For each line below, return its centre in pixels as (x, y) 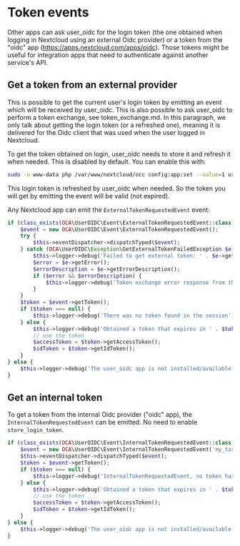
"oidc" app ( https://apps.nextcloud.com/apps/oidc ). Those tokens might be (118, 47)
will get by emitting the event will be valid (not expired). (89, 196)
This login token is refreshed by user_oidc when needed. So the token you (117, 188)
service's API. (28, 62)
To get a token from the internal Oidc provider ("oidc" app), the (100, 415)
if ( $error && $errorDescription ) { (87, 275)
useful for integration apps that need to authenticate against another (108, 55)
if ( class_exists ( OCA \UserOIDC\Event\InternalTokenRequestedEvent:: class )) (122, 443)
